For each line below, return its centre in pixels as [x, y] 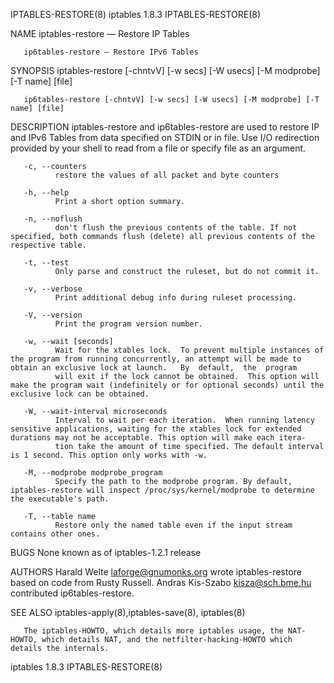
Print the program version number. [128, 324]
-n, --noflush [53, 219]
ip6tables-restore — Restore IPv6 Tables [111, 52]
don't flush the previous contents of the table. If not [176, 228]
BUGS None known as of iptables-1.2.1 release [106, 552]
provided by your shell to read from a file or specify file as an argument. [158, 148]
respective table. [48, 245]
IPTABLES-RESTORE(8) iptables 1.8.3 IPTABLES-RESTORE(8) [136, 14]
